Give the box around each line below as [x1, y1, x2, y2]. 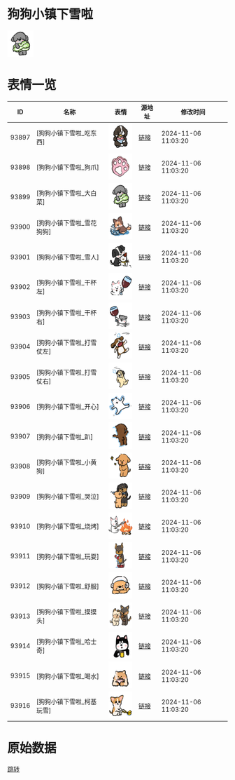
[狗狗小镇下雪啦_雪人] [36, 253, 99, 262]
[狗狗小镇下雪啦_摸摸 [36, 607, 97, 616]
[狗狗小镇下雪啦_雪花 [36, 218, 97, 227]
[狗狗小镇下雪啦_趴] [36, 432, 93, 441]
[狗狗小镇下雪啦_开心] [36, 403, 99, 411]
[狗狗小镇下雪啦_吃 [36, 129, 91, 137]
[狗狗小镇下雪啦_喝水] [36, 671, 99, 680]
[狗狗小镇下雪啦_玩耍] [36, 552, 99, 560]
